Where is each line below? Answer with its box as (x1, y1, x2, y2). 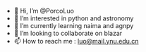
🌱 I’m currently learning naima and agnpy (13, 22, 134, 30)
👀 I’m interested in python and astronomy (13, 14, 134, 22)
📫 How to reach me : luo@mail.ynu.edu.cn (13, 37, 139, 45)
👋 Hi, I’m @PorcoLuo (13, 7, 74, 15)
